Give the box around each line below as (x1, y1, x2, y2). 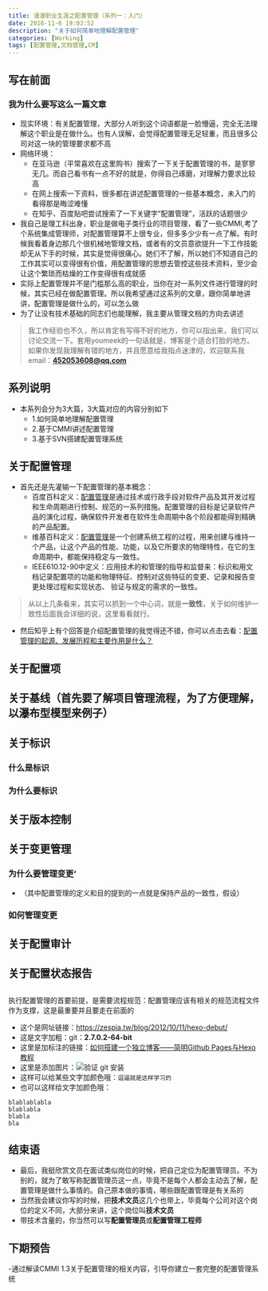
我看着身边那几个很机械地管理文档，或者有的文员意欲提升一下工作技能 (26, 238, 258, 248)
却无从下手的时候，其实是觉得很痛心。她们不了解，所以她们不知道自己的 (19, 249, 258, 258)
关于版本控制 (8, 812, 72, 826)
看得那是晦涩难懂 (31, 198, 89, 208)
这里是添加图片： (19, 1062, 77, 1072)
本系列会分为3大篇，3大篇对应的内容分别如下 (19, 404, 169, 413)
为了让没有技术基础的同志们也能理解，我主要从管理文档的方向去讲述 (19, 309, 244, 318)
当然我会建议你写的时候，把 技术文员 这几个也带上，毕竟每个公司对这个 (19, 1196, 251, 1205)
